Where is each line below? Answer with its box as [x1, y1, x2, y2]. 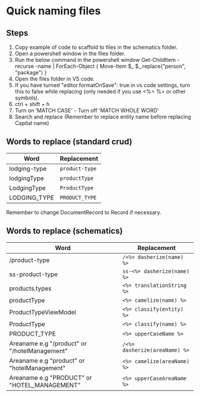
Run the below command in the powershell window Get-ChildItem [14, 57, 176, 63]
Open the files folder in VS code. [14, 76, 95, 82]
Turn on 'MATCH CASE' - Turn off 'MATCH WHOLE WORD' [14, 107, 160, 114]
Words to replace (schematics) [6, 226, 123, 236]
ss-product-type [9, 270, 58, 278]
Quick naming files [6, 4, 101, 18]
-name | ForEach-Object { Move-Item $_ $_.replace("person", [35, 62, 186, 70]
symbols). [14, 94, 40, 101]
